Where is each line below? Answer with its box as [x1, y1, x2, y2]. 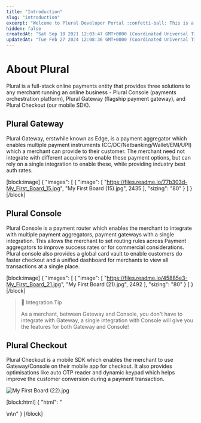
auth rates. [6, 166, 33, 174]
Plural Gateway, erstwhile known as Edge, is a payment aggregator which [6, 134, 187, 142]
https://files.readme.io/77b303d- [106, 178, 188, 185]
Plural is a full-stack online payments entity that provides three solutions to [6, 82, 191, 89]
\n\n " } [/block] [6, 410, 43, 418]
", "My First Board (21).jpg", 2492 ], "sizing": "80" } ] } [60, 280, 193, 288]
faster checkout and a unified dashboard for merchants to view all [6, 256, 169, 263]
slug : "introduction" [6, 14, 60, 20]
